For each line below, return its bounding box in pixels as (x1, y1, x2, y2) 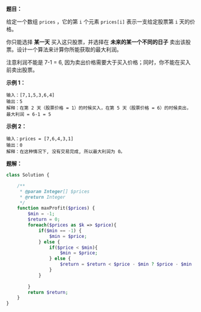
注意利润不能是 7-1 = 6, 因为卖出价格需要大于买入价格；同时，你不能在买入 (6, 59, 191, 66)
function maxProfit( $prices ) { (17, 205, 95, 211)
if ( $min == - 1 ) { (38, 228, 82, 234)
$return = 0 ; (28, 216, 61, 223)
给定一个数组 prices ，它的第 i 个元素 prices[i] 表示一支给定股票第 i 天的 (6, 18, 190, 25)
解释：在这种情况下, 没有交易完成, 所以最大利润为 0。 (6, 149, 125, 155)
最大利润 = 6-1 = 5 (6, 111, 52, 117)
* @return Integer (19, 194, 66, 200)
